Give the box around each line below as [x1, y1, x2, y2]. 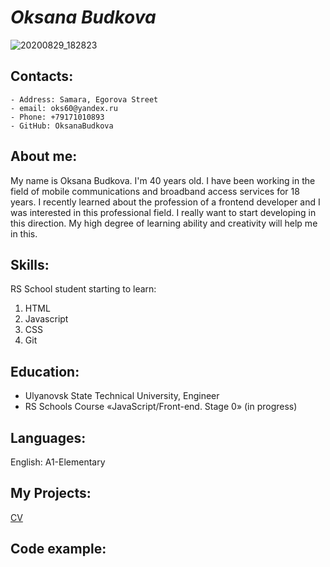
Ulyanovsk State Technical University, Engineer [24, 390, 220, 402]
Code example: [10, 541, 107, 558]
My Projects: [10, 485, 92, 502]
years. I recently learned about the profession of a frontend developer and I [10, 196, 321, 208]
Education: [10, 363, 80, 380]
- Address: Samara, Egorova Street [10, 94, 159, 105]
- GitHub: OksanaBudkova [10, 121, 114, 131]
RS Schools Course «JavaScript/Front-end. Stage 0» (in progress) [24, 401, 298, 413]
